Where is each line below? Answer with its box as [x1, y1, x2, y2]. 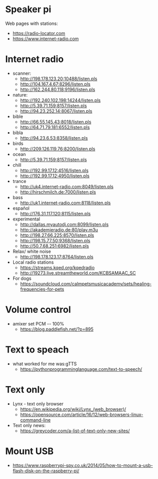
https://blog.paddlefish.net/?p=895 [20, 326, 94, 332]
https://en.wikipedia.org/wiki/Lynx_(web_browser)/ [20, 406, 127, 412]
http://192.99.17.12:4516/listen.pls [20, 167, 89, 173]
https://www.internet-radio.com [12, 36, 79, 42]
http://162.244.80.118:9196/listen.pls [20, 86, 95, 92]
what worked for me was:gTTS [12, 361, 77, 367]
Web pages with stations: [5, 20, 58, 26]
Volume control [5, 304, 71, 315]
